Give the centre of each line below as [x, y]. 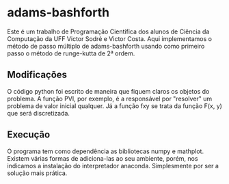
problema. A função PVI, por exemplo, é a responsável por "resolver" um [110, 98]
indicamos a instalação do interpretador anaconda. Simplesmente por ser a [113, 166]
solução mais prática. [37, 173]
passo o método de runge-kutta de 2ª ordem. [71, 53]
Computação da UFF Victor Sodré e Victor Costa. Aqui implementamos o [109, 38]
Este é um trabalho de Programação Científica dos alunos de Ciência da [108, 31]
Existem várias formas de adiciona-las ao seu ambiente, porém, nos [103, 158]
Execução [29, 135]
